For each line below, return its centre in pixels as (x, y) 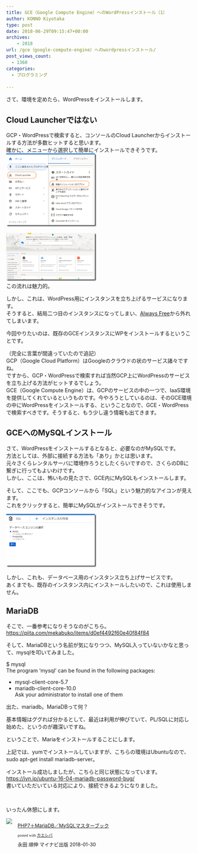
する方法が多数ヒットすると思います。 (58, 143)
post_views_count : (29, 56)
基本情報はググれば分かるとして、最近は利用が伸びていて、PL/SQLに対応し (98, 719)
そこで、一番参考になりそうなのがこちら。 (58, 626)
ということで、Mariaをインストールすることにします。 (72, 739)
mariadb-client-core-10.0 (45, 688)
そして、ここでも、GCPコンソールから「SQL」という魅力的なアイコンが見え (99, 490)
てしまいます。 (24, 321)
